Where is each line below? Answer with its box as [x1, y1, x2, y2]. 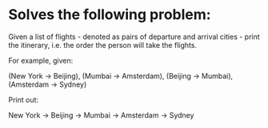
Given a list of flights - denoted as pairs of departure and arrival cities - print [8, 32, 260, 41]
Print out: [8, 95, 38, 104]
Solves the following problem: [8, 6, 211, 24]
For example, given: [8, 56, 74, 65]
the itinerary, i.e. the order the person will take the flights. [8, 40, 198, 49]
